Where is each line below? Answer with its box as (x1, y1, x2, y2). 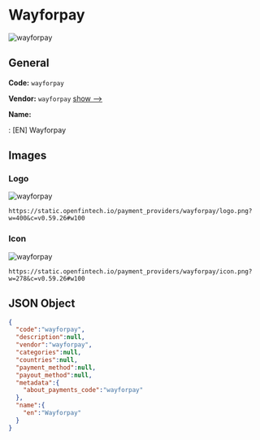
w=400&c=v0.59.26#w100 (8, 214, 85, 223)
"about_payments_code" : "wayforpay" (23, 386, 144, 394)
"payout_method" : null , (15, 371, 93, 379)
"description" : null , (15, 333, 85, 342)
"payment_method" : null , (15, 364, 96, 372)
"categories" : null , (15, 348, 82, 357)
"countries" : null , (15, 355, 79, 364)
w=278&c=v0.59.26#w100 (8, 274, 85, 282)
